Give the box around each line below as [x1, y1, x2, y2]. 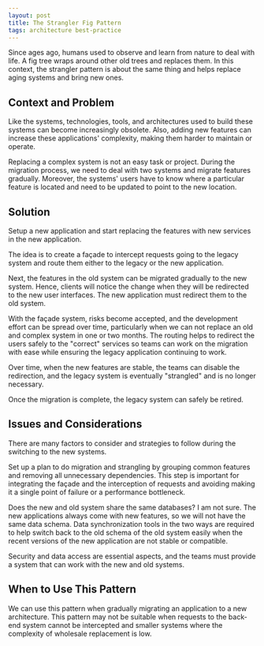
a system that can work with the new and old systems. [8, 559, 185, 569]
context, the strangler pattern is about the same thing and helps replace [8, 65, 242, 74]
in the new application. [8, 234, 82, 244]
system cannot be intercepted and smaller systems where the [22, 620, 223, 629]
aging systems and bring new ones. [8, 73, 125, 83]
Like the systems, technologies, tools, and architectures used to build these [8, 117, 254, 126]
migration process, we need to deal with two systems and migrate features [8, 166, 251, 175]
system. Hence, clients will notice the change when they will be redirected [8, 282, 250, 291]
